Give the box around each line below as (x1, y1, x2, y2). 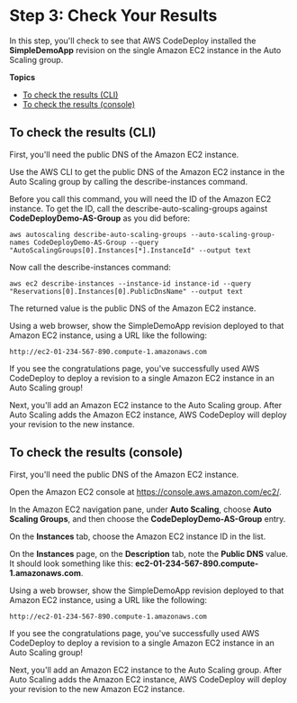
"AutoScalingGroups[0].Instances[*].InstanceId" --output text (9, 245, 252, 255)
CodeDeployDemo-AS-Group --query (32, 238, 159, 247)
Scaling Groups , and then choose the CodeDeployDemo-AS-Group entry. (9, 513, 286, 524)
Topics (9, 71, 36, 82)
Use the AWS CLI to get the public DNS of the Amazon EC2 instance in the (9, 166, 285, 177)
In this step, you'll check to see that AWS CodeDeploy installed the (9, 35, 256, 46)
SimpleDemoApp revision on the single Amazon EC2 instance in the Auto (9, 44, 282, 55)
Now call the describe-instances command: (9, 261, 171, 272)
